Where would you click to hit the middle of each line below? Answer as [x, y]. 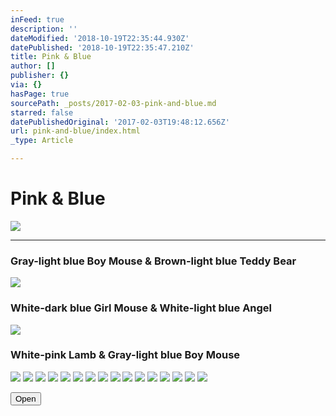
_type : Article [42, 141]
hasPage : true [40, 94]
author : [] [33, 66]
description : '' [44, 29]
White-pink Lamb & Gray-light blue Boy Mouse [125, 355]
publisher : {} [40, 76]
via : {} [26, 85]
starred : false [42, 112]
